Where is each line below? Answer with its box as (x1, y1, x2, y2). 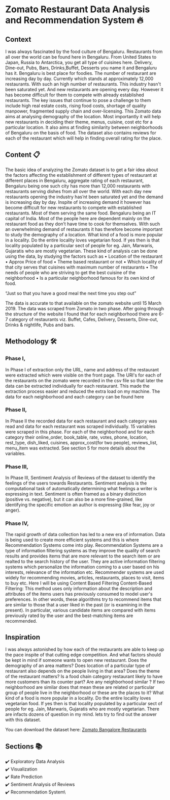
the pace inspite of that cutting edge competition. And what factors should (5, 652, 161, 658)
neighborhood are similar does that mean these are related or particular (5, 684, 155, 690)
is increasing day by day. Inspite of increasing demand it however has (5, 199, 151, 205)
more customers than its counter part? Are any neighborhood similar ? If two (5, 679, 165, 685)
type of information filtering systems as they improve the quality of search (5, 548, 160, 554)
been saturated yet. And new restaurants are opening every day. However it (5, 87, 163, 92)
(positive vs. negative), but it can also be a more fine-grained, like (5, 496, 143, 502)
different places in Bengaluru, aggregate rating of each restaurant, (5, 177, 144, 183)
